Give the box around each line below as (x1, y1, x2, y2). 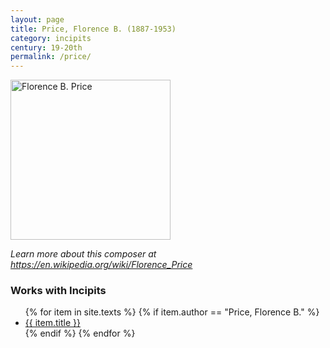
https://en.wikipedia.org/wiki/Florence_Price (10, 259, 193, 271)
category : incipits (10, 33, 92, 43)
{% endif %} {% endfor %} (24, 327, 136, 340)
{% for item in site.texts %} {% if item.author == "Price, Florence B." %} (24, 306, 320, 318)
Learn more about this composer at (10, 248, 157, 260)
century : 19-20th (10, 42, 83, 53)
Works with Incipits (10, 284, 107, 298)
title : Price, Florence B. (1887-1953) (10, 24, 177, 34)
